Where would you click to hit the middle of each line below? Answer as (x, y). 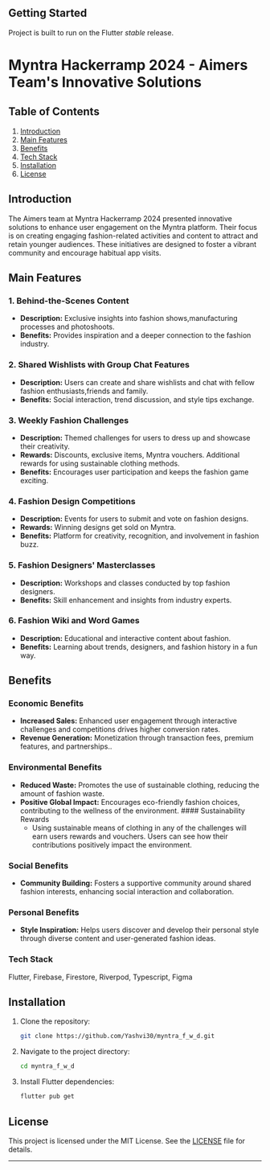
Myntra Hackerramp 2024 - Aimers (128, 65)
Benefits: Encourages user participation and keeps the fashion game (134, 472)
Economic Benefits (46, 704)
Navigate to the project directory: (75, 1052)
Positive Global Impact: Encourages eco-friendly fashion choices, (130, 802)
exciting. (34, 480)
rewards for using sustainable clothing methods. (100, 463)
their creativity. (45, 446)
